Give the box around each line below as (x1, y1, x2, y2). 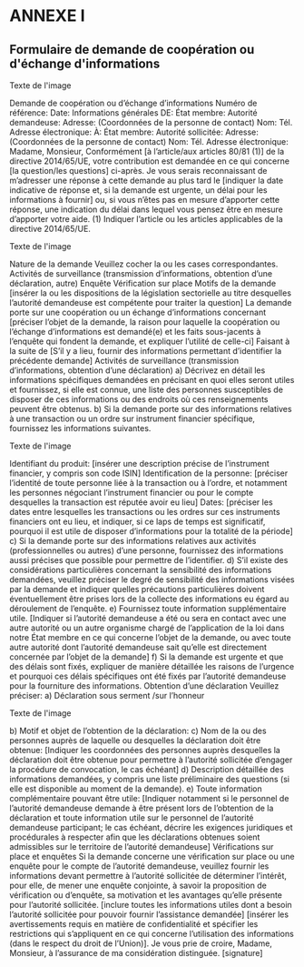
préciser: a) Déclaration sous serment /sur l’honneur (9, 690, 205, 700)
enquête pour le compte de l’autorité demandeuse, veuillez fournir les (9, 861, 270, 871)
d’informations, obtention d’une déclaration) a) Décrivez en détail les (9, 365, 266, 376)
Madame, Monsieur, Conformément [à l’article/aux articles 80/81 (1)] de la (9, 146, 285, 156)
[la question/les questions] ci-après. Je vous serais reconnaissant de (9, 166, 268, 176)
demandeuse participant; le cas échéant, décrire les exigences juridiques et (9, 822, 293, 832)
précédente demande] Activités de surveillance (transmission (9, 356, 240, 366)
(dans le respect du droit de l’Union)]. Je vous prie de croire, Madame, (9, 938, 272, 949)
